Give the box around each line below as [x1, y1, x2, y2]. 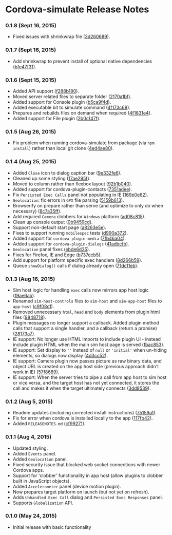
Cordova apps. [12, 467, 45, 473]
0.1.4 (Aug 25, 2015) [5, 158, 56, 165]
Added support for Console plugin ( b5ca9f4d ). [12, 99, 111, 105]
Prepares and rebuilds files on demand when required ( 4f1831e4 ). [12, 110, 152, 116]
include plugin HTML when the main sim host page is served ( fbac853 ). [12, 341, 165, 348]
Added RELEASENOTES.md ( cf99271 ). [12, 421, 86, 427]
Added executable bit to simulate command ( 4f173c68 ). [12, 104, 131, 111]
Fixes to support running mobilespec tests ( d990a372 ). [12, 230, 128, 236]
